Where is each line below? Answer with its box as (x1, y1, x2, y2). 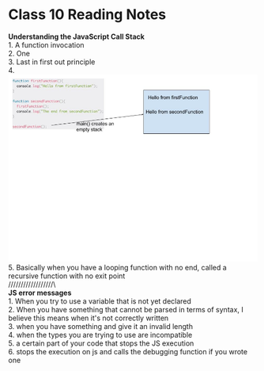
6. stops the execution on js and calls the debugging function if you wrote (8, 346, 247, 356)
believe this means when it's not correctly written (8, 313, 169, 323)
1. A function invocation (8, 40, 85, 49)
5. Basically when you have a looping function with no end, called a (8, 262, 227, 272)
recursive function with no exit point (8, 271, 126, 281)
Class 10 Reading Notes (8, 6, 167, 24)
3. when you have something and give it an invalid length (8, 321, 194, 331)
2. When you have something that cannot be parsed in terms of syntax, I (8, 304, 243, 314)
